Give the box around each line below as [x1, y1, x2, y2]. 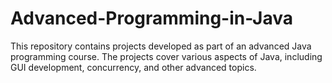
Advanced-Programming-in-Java [10, 7, 293, 30]
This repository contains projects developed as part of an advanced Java [10, 40, 312, 52]
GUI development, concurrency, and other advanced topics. [10, 61, 257, 73]
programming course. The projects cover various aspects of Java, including [10, 50, 323, 62]
